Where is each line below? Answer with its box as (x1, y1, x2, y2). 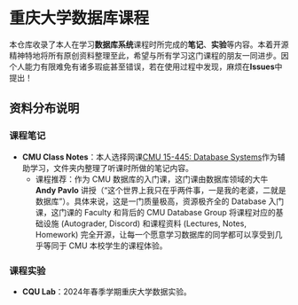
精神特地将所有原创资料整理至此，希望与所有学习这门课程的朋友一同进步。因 (9, 50, 289, 60)
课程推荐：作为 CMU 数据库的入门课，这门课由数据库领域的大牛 (35, 174, 269, 184)
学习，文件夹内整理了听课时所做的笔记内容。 (29, 162, 193, 173)
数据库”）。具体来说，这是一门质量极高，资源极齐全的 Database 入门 (35, 196, 285, 207)
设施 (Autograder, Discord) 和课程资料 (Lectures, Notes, (43, 218, 247, 229)
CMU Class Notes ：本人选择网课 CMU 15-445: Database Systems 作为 (21, 152, 278, 162)
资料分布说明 (9, 101, 80, 116)
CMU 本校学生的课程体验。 (68, 240, 168, 251)
